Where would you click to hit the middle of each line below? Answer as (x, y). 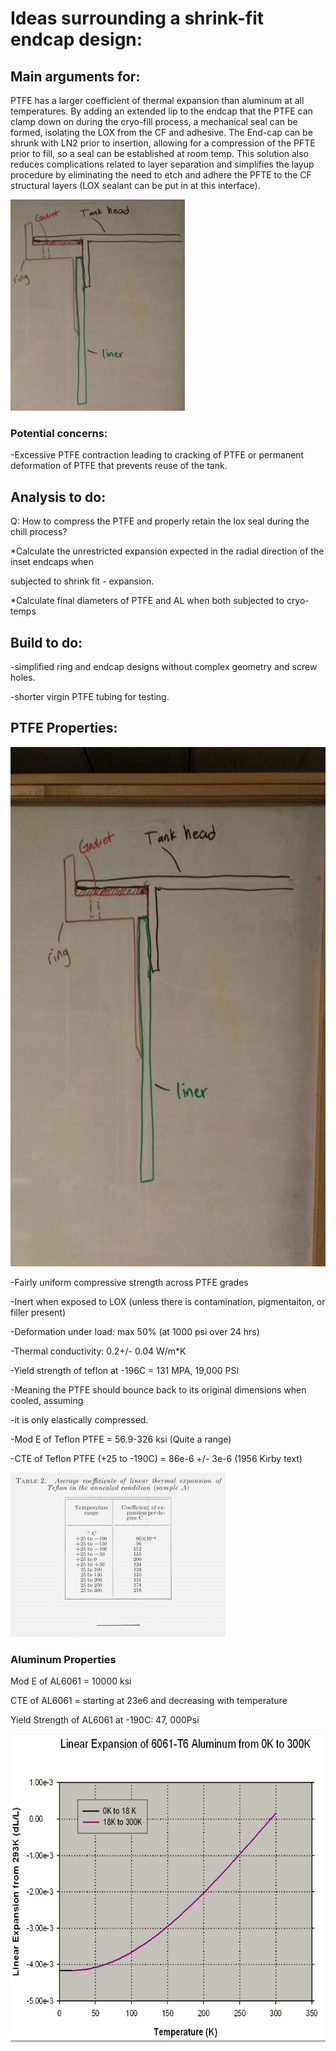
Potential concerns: (59, 433)
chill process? (39, 532)
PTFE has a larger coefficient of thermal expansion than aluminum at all (157, 100)
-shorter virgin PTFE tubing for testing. (90, 696)
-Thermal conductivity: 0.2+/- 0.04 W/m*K (98, 1351)
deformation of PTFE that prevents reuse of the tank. (119, 466)
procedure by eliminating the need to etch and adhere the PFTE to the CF (161, 175)
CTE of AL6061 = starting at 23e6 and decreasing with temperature (149, 1701)
